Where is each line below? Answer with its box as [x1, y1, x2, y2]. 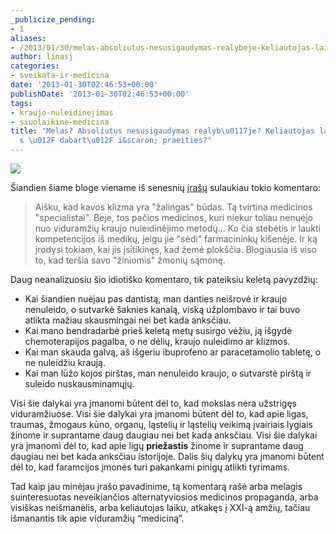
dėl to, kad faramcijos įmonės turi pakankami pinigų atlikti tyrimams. [10, 461, 291, 473]
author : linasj [10, 52, 74, 62]
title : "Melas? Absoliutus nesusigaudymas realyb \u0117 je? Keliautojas [10, 126, 315, 136]
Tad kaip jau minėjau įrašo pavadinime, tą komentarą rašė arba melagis [10, 481, 303, 492]
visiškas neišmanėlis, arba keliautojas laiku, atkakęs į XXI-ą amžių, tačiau [10, 502, 311, 513]
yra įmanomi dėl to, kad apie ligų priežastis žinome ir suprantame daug [10, 440, 304, 451]
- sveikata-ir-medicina [10, 71, 110, 81]
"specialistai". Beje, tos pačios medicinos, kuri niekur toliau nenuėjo [34, 212, 313, 223]
